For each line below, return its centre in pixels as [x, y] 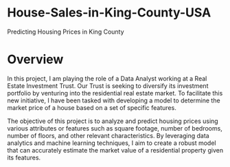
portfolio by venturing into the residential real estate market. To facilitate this [115, 93]
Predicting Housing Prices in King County [66, 32]
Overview [35, 59]
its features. [24, 157]
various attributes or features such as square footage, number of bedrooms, [115, 128]
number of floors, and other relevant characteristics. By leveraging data [108, 135]
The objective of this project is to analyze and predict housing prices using [113, 121]
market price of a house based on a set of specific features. [92, 107]
